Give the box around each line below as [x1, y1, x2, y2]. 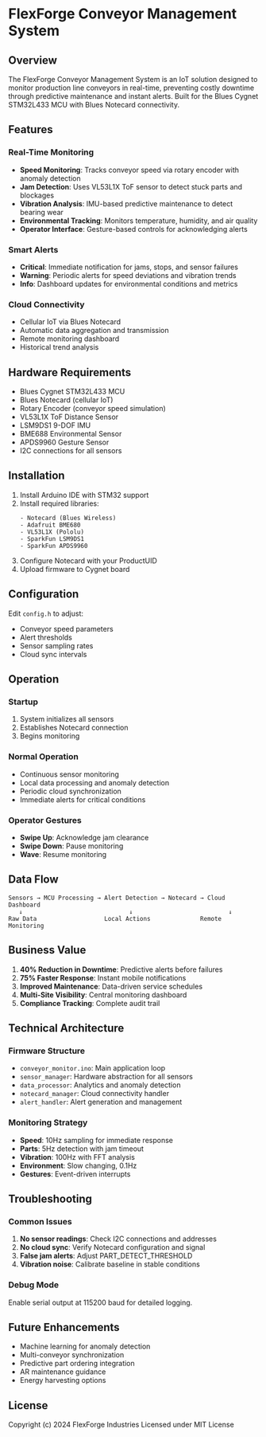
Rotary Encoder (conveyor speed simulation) [19, 404, 167, 413]
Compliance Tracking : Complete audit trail [19, 998, 160, 1008]
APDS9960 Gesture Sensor [19, 437, 110, 447]
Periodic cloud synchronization [19, 786, 121, 796]
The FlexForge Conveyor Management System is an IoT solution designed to [8, 75, 258, 84]
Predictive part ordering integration [19, 1359, 135, 1368]
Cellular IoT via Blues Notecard [19, 317, 121, 327]
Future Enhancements [8, 1320, 121, 1334]
